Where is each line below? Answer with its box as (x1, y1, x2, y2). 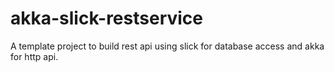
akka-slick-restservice (10, 7, 204, 30)
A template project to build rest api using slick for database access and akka (10, 40, 325, 52)
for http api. (10, 50, 59, 62)
